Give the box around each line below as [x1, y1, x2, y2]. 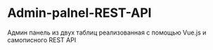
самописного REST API [7, 35, 77, 44]
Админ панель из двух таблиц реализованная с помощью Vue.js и [7, 28, 207, 37]
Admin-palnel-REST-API [7, 5, 152, 21]
